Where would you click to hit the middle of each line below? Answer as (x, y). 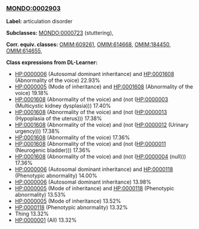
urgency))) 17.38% (37, 131)
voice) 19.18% (32, 93)
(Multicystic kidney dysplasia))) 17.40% (63, 106)
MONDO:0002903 (33, 8)
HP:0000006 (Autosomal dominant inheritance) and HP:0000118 (94, 169)
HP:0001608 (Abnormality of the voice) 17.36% (72, 138)
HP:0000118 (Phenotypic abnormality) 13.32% (71, 207)
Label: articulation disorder (39, 22)
